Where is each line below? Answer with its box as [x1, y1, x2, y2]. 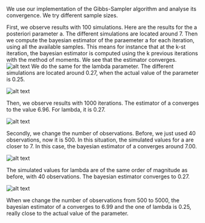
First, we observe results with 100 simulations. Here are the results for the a [6, 24, 198, 31]
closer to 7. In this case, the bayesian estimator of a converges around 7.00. [6, 143, 198, 149]
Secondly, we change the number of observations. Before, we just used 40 [6, 130, 196, 137]
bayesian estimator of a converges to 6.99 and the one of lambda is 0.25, [6, 203, 191, 210]
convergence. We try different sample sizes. [6, 12, 118, 19]
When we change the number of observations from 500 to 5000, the [6, 197, 180, 204]
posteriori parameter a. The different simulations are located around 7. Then [6, 30, 198, 37]
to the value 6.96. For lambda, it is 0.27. [6, 106, 106, 113]
